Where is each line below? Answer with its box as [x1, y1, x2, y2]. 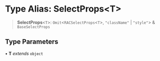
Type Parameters [5, 38, 59, 46]
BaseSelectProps [17, 24, 50, 30]
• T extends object [5, 50, 43, 56]
